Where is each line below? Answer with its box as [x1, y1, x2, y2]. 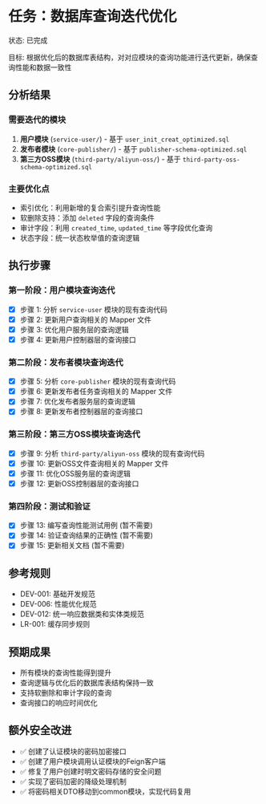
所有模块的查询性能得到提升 [19, 668, 112, 678]
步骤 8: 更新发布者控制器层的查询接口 [19, 407, 143, 416]
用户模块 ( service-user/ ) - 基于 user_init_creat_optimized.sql [19, 134, 230, 144]
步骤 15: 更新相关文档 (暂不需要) [19, 541, 125, 550]
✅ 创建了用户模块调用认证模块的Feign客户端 [19, 756, 166, 766]
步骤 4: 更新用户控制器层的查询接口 [19, 335, 136, 344]
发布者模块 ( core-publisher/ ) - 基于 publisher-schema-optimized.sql [19, 144, 248, 153]
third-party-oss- [182, 156, 240, 164]
